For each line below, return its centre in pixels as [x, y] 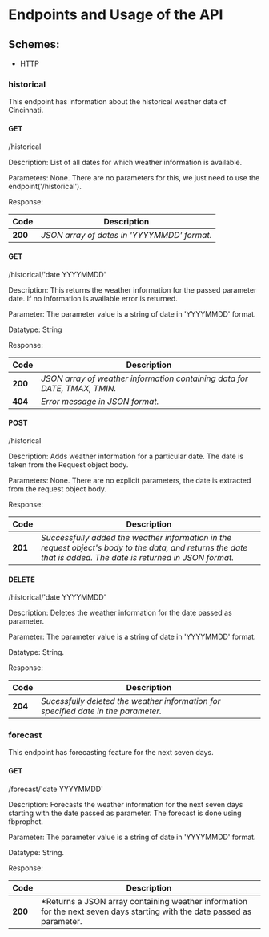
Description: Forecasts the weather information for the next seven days [126, 804]
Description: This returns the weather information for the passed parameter [132, 289]
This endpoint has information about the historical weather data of [117, 102]
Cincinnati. [26, 111]
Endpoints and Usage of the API [116, 15]
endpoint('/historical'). [45, 186]
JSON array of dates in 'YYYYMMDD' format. [126, 235]
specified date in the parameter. [102, 711]
